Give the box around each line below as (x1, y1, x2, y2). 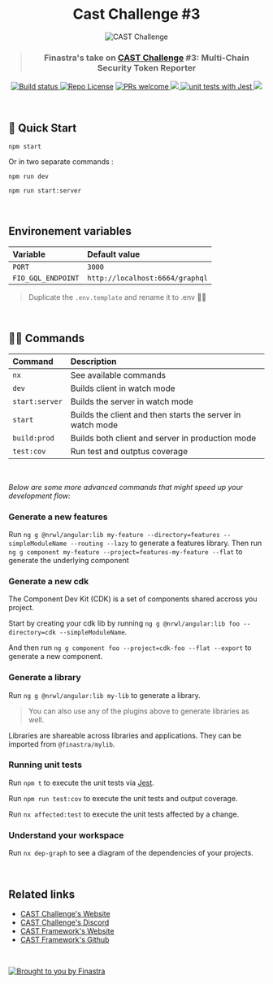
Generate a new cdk (8, 575, 89, 587)
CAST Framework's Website (19, 925, 115, 935)
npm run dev (8, 172, 49, 181)
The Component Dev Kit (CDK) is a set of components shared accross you (8, 594, 258, 604)
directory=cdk (8, 629, 57, 637)
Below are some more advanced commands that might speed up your (8, 482, 244, 492)
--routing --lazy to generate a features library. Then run (70, 538, 262, 548)
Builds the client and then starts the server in (70, 409, 241, 420)
